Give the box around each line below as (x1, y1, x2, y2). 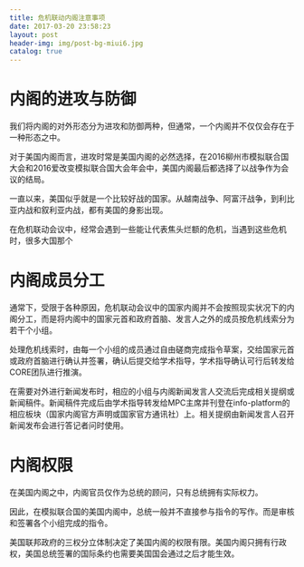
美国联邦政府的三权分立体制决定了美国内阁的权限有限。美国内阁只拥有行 (9, 536, 279, 547)
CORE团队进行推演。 (9, 367, 88, 377)
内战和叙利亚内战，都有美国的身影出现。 (16, 205, 168, 216)
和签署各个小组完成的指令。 (9, 517, 113, 528)
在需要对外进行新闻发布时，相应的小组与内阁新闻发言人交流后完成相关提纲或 (9, 386, 295, 396)
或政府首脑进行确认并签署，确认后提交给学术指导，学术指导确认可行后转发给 (9, 356, 295, 366)
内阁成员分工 (9, 270, 106, 291)
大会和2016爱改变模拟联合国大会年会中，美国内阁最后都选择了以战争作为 (9, 162, 281, 173)
